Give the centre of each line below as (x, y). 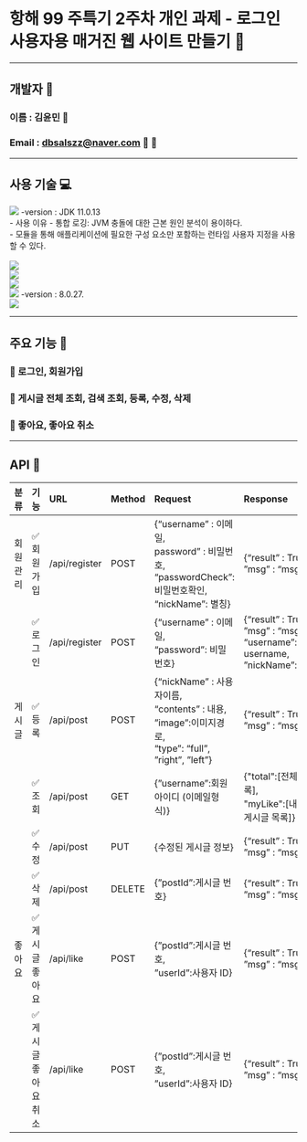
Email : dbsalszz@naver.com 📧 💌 (84, 143)
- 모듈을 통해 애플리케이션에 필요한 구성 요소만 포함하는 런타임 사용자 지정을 (144, 235)
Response (266, 499)
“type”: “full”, (182, 748)
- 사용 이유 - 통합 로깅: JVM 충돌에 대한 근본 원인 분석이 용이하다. (126, 223)
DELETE (128, 889)
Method (128, 499)
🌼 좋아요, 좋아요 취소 (52, 425)
